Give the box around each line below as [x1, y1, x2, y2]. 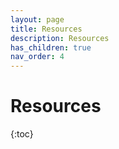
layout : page [10, 14, 65, 25]
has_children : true [10, 42, 92, 53]
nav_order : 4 [10, 52, 65, 62]
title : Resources [10, 24, 83, 34]
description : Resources [10, 33, 110, 43]
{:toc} [10, 128, 34, 140]
